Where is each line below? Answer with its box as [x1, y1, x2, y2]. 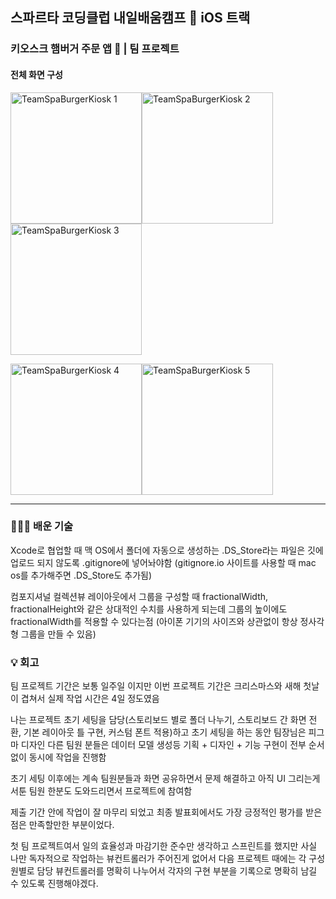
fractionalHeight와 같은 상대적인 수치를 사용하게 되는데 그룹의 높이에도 [10, 603, 288, 615]
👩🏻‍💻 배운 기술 [10, 519, 74, 533]
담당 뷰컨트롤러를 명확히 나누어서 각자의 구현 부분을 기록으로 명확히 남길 [36, 865, 318, 877]
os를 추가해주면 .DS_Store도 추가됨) [10, 569, 153, 581]
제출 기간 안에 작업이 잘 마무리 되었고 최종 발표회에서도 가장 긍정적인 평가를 [10, 806, 304, 818]
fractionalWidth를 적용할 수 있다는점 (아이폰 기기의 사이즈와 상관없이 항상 [10, 615, 298, 627]
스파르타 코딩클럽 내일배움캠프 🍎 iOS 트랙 [10, 9, 251, 27]
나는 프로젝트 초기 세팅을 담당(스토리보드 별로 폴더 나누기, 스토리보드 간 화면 [10, 714, 307, 726]
